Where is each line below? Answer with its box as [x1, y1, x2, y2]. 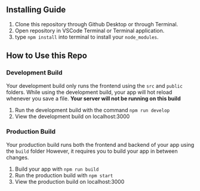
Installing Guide [6, 5, 66, 15]
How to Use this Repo [6, 51, 88, 61]
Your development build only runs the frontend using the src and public [6, 82, 183, 89]
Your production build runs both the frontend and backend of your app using [6, 141, 195, 148]
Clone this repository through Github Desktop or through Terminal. [14, 20, 179, 27]
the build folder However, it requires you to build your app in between [6, 147, 178, 155]
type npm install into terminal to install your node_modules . [14, 33, 159, 41]
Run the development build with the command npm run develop [14, 106, 170, 113]
